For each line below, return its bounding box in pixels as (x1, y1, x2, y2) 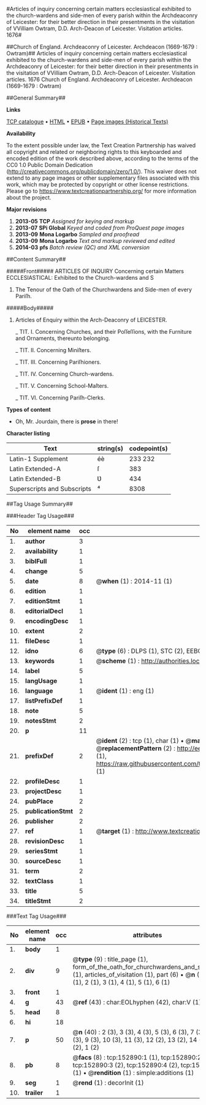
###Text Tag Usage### (6, 912, 67, 920)
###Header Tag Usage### (6, 512, 75, 519)
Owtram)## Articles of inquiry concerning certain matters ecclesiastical (6, 50, 188, 57)
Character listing (6, 429, 50, 437)
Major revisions (6, 206, 47, 213)
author (25, 537, 45, 545)
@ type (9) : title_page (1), (72, 955, 148, 963)
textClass (25, 877, 54, 885)
